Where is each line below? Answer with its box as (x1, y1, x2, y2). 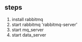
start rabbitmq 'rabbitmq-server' (11, 21, 78, 27)
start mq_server (11, 26, 44, 33)
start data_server (11, 32, 47, 38)
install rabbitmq (11, 16, 44, 22)
